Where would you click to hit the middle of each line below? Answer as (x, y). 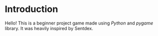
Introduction (31, 9)
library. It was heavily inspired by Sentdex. (49, 28)
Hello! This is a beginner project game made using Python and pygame (79, 23)
